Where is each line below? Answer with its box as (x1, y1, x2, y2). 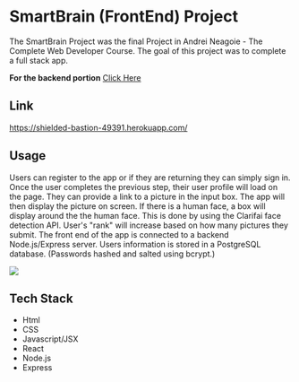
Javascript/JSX (21, 334, 79, 344)
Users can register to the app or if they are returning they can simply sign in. (9, 172, 291, 183)
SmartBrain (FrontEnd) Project (9, 6, 239, 27)
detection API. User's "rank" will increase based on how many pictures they (9, 220, 288, 230)
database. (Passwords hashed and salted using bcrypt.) (9, 248, 216, 259)
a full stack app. (9, 55, 69, 65)
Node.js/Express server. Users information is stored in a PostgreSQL (9, 239, 261, 249)
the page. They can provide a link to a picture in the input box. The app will (9, 191, 285, 202)
